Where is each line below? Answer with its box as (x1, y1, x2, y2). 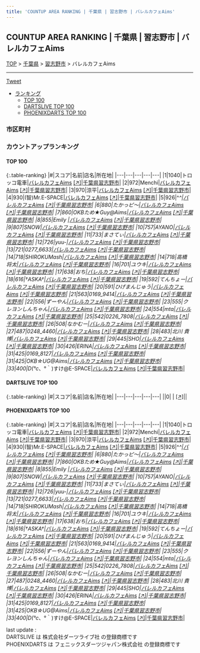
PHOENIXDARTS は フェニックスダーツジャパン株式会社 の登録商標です (6, 641, 181, 648)
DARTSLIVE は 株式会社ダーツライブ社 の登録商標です (6, 633, 138, 640)
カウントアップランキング (6, 143, 79, 151)
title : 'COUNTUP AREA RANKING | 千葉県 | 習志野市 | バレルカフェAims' (6, 8, 175, 15)
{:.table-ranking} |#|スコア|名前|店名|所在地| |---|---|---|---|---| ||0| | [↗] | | (6, 393, 188, 400)
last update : (6, 626, 37, 633)
